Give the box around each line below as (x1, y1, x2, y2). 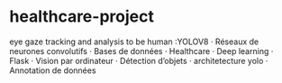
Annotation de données (9, 65, 96, 76)
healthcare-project (9, 6, 155, 27)
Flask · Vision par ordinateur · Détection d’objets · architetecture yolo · (9, 55, 268, 66)
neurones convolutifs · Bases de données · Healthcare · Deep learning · (9, 45, 274, 56)
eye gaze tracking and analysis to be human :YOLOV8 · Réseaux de (9, 36, 259, 47)
